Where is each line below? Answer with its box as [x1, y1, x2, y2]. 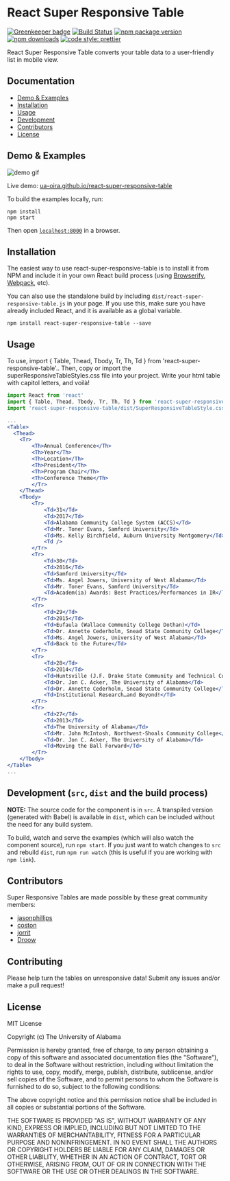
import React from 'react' [7, 392, 84, 399]
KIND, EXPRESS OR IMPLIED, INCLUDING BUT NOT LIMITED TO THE [7, 1124, 201, 1132]
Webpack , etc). [7, 279, 50, 287]
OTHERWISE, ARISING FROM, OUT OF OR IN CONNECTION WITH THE [7, 1160, 207, 1169]
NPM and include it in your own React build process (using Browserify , [7, 271, 206, 279]
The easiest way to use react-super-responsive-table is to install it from [7, 264, 209, 273]
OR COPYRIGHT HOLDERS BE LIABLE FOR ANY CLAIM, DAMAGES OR [7, 1145, 205, 1154]
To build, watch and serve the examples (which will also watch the [7, 833, 194, 842]
